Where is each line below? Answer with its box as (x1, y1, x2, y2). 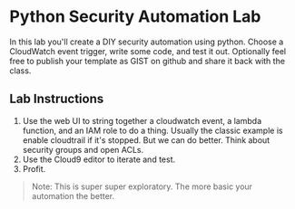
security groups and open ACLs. (22, 144, 144, 155)
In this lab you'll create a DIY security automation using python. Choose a (9, 36, 284, 47)
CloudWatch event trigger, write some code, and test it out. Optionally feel (9, 45, 287, 56)
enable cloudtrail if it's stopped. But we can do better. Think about (22, 134, 270, 146)
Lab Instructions (9, 91, 104, 107)
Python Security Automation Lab (9, 6, 261, 27)
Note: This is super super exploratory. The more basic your (31, 181, 252, 192)
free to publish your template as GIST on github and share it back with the (9, 55, 286, 66)
